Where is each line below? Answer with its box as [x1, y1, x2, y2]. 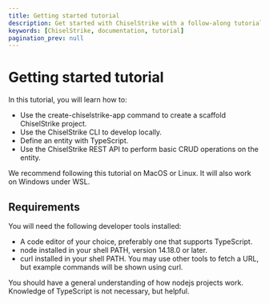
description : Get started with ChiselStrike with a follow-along [8, 19, 231, 27]
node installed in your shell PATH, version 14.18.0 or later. [19, 246, 208, 254]
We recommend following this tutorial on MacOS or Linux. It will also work [8, 169, 251, 178]
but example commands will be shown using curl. [19, 262, 183, 272]
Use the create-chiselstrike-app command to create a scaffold [19, 110, 227, 120]
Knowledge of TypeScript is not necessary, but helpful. [8, 286, 190, 296]
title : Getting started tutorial [8, 11, 120, 20]
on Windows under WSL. [8, 177, 90, 186]
